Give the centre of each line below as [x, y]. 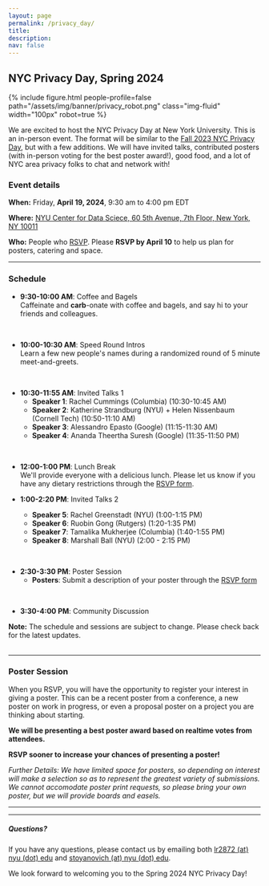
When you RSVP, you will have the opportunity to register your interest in [128, 689]
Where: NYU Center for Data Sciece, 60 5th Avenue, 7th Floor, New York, [129, 218]
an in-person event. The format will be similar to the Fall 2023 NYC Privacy [131, 138]
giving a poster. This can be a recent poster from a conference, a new [123, 697]
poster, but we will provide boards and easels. [84, 795]
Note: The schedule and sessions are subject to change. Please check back [134, 626]
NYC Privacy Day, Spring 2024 [86, 78]
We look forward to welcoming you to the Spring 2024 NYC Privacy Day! [128, 873]
